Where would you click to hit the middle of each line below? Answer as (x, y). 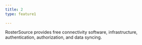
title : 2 (14, 9)
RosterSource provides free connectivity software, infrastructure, (71, 32)
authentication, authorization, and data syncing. (53, 37)
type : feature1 (21, 14)
